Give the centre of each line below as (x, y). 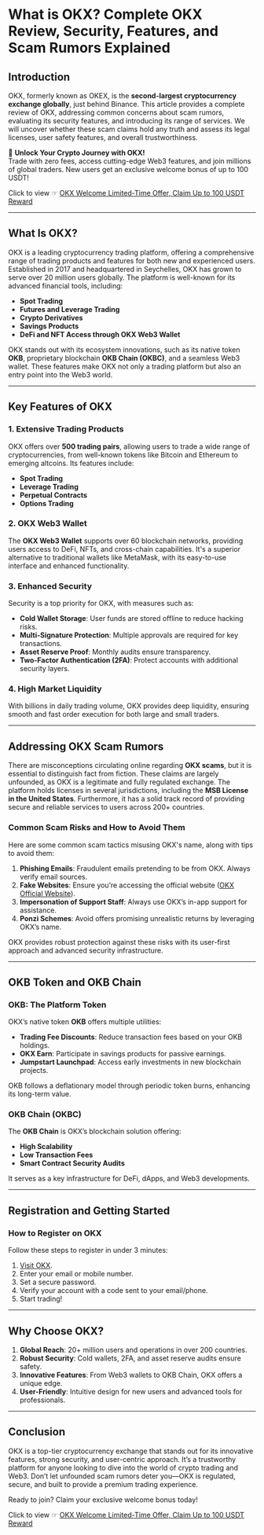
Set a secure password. (58, 1282)
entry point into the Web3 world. (60, 374)
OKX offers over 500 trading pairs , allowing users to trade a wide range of (129, 446)
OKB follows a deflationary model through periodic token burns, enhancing (129, 1085)
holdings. (35, 1045)
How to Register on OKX (55, 1233)
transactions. (41, 644)
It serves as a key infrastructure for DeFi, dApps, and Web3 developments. (129, 1179)
